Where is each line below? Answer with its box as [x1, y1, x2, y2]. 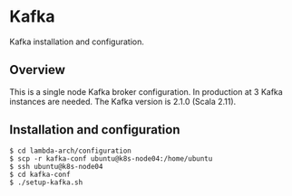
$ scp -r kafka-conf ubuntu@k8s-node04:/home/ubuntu [9, 154, 213, 163]
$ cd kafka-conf [9, 170, 71, 179]
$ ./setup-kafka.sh [9, 178, 83, 187]
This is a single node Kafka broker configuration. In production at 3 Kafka [9, 86, 283, 97]
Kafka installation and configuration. [9, 36, 145, 47]
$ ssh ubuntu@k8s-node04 [9, 162, 103, 171]
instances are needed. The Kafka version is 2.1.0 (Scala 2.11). [9, 96, 237, 107]
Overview [9, 62, 66, 78]
